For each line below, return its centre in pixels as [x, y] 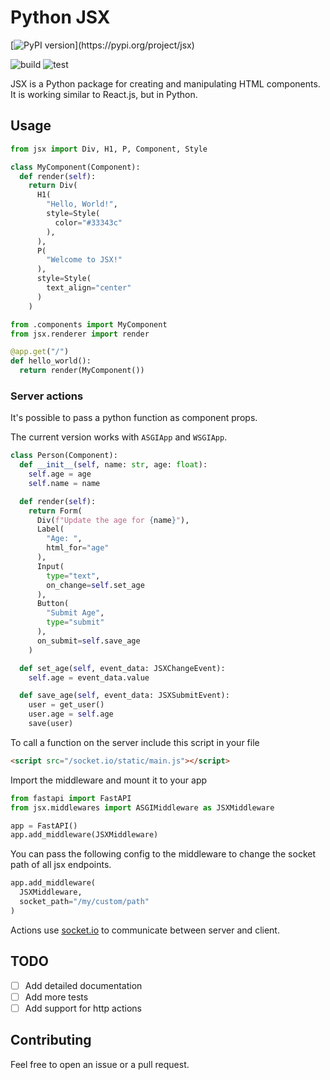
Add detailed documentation [83, 985]
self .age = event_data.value [89, 677]
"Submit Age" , [75, 613]
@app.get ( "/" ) [40, 352]
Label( [50, 529]
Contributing [51, 1040]
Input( [50, 566]
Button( [53, 604]
